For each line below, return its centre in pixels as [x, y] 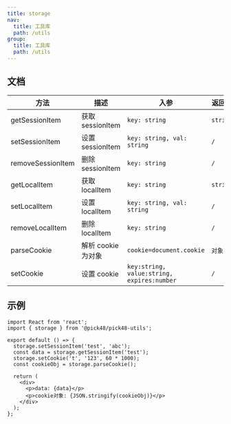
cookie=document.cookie [166, 250]
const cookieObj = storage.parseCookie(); [75, 364]
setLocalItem [32, 206]
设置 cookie [100, 274]
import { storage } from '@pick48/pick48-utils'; [80, 328]
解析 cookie [100, 245]
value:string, [150, 273]
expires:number [152, 280]
